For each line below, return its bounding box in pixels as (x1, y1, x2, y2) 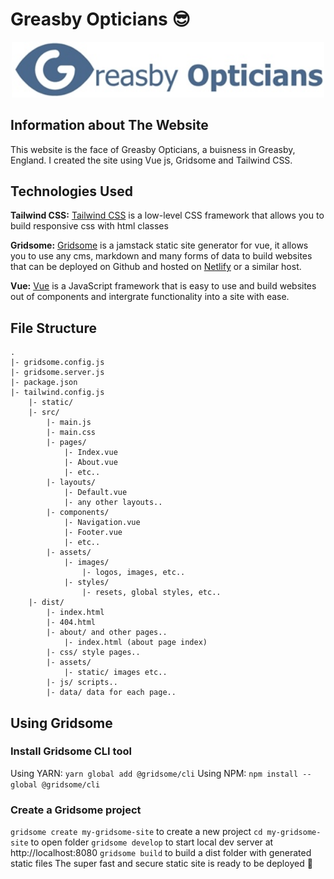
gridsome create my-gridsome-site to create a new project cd (10, 826, 263, 838)
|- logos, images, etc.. (81, 568, 186, 578)
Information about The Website (10, 117, 209, 134)
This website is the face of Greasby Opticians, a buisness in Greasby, (10, 143, 296, 155)
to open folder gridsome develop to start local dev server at (30, 836, 274, 848)
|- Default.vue (63, 488, 128, 498)
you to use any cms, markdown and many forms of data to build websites (10, 250, 313, 262)
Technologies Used (10, 183, 133, 200)
